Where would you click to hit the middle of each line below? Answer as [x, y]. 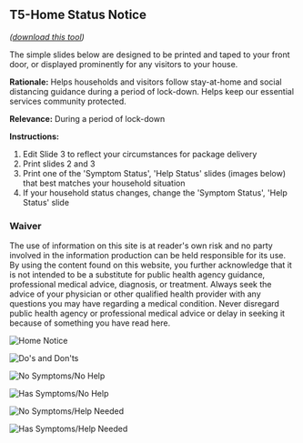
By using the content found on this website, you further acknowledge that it [151, 265]
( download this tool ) [47, 36]
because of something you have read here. [90, 323]
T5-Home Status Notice [78, 15]
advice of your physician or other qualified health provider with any [135, 294]
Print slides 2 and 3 [59, 164]
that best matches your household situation [104, 183]
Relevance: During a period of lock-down [87, 118]
